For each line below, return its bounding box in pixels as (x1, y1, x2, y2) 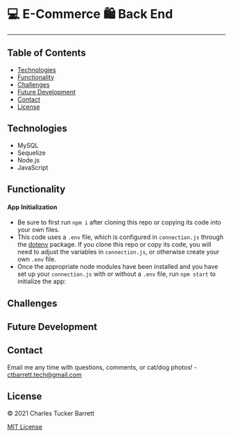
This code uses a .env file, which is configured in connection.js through (17, 233, 224, 241)
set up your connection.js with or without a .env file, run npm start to (17, 270, 216, 279)
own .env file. (17, 255, 57, 263)
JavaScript (17, 163, 49, 172)
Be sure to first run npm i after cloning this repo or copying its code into (17, 218, 222, 226)
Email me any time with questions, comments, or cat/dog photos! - (7, 363, 198, 371)
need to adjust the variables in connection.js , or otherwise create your (17, 248, 220, 256)
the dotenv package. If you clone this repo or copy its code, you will (17, 240, 212, 249)
